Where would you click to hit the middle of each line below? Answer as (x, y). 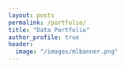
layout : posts (32, 15)
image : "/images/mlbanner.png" (67, 52)
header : (21, 45)
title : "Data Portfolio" (49, 30)
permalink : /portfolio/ (47, 23)
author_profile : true (44, 37)
